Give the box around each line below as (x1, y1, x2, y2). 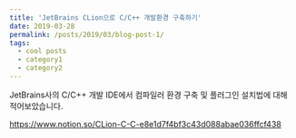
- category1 (17, 55, 64, 64)
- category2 (17, 64, 64, 73)
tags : (9, 38, 30, 48)
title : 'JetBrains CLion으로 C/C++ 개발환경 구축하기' (9, 13, 202, 23)
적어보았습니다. (9, 100, 64, 111)
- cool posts (17, 47, 67, 56)
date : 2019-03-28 (9, 22, 75, 31)
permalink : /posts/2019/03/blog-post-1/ (9, 30, 165, 39)
